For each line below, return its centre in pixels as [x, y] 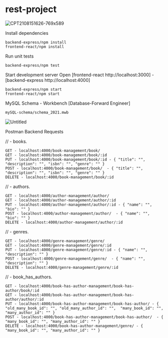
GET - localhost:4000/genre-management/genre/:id [59, 245]
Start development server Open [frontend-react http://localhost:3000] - [80, 75]
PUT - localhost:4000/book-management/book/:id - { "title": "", [75, 159]
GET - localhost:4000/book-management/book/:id [56, 155]
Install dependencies [27, 33]
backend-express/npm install [36, 42]
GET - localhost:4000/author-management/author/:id [61, 200]
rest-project [31, 9]
